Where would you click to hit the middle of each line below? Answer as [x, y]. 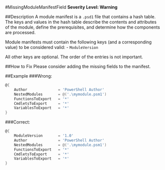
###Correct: [18, 122]
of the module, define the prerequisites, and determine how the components [82, 27]
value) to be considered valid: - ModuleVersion [52, 47]
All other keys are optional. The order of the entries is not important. [74, 57]
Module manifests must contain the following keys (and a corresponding [78, 42]
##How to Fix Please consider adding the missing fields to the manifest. [78, 66]
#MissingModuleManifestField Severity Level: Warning [61, 7]
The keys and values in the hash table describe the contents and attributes [81, 22]
